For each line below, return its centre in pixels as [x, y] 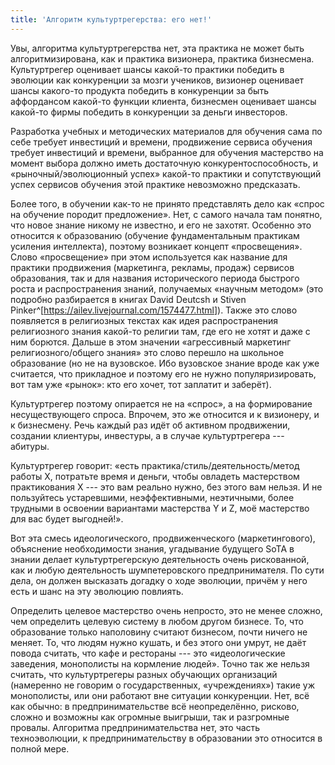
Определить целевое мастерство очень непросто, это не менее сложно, [166, 610]
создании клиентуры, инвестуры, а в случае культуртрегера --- [147, 435]
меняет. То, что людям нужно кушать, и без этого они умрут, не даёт [158, 642]
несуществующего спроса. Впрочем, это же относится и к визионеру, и [165, 414]
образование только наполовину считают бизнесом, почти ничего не [159, 632]
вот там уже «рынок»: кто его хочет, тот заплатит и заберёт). [141, 384]
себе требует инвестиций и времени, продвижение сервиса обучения [161, 142]
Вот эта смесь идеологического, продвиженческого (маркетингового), [163, 538]
